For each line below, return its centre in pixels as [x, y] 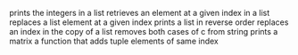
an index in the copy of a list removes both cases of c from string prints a [144, 31]
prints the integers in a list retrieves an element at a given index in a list [140, 13]
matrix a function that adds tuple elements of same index [114, 41]
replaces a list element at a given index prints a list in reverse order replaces [149, 22]
